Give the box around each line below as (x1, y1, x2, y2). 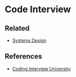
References (5, 52, 42, 61)
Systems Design (12, 37, 47, 43)
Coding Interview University (12, 65, 71, 72)
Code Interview (5, 4, 71, 15)
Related (5, 24, 30, 33)
